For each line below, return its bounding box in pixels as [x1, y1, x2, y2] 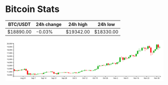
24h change [36, 21, 62, 27]
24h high [68, 21, 88, 27]
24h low [97, 21, 115, 27]
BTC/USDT [8, 21, 31, 27]
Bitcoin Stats [5, 3, 60, 15]
